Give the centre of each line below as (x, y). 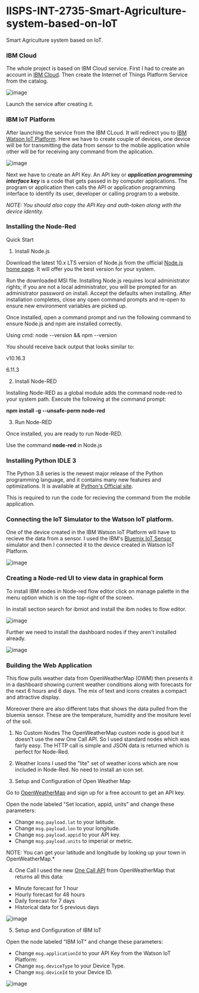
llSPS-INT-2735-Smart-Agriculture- (97, 11)
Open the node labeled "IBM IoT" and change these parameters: (85, 942)
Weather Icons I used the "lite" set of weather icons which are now (96, 763)
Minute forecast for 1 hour (46, 888)
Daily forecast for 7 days (45, 901)
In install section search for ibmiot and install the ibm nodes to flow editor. (97, 609)
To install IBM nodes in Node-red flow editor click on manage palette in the (98, 591)
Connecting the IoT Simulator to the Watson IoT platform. (90, 520)
